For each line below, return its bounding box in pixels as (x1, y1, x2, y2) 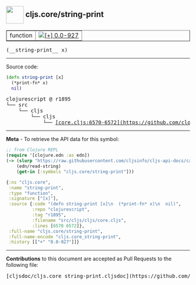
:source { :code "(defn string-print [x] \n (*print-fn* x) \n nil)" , (8, 201, 181, 207)
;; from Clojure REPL (6, 147, 59, 153)
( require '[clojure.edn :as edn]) (6, 153, 90, 159)
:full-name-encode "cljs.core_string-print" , (8, 234, 121, 240)
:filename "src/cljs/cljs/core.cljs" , (32, 217, 127, 223)
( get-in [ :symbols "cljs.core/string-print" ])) (16, 169, 134, 174)
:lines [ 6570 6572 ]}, (32, 223, 85, 229)
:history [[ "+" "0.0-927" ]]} (8, 239, 80, 245)
